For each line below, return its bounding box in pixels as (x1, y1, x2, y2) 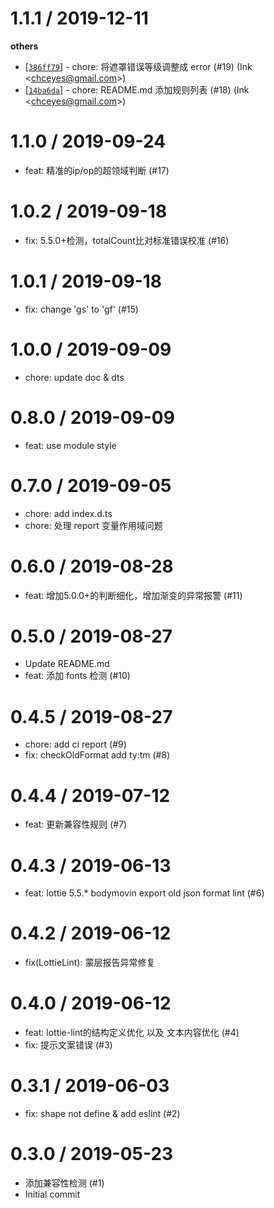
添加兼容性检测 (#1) (24, 1177, 105, 1189)
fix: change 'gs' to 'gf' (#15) (24, 303, 139, 315)
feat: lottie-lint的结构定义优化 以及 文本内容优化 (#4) (24, 1027, 240, 1039)
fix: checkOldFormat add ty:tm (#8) (24, 749, 171, 761)
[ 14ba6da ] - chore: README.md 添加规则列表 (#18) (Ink (24, 83, 250, 96)
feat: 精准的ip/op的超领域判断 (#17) (24, 164, 170, 176)
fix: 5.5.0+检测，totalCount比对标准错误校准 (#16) (24, 234, 230, 246)
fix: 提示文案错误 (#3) (24, 1039, 113, 1051)
